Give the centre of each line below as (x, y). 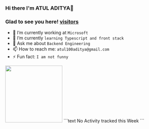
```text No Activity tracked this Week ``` (104, 121)
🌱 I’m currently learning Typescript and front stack (68, 38)
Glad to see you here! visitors (42, 21)
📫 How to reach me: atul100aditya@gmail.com (61, 49)
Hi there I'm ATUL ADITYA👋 (40, 8)
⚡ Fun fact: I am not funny (40, 57)
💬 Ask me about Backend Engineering (51, 44)
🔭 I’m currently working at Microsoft (50, 33)
